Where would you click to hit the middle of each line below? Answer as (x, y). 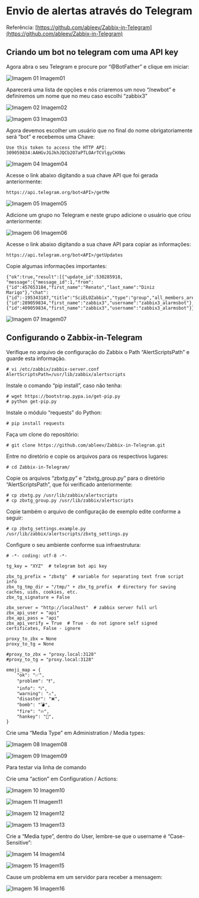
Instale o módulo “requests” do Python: (54, 412)
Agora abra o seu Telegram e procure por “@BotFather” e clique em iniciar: (98, 66)
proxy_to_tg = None (30, 644)
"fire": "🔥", (33, 711)
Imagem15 (52, 865)
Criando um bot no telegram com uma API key (92, 52)
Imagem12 (52, 813)
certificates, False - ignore (44, 628)
